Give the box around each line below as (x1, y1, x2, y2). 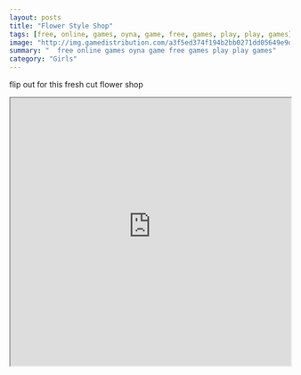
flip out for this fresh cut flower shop (9, 79, 144, 89)
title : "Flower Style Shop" (9, 21, 114, 30)
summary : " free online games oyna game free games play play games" (9, 46, 277, 55)
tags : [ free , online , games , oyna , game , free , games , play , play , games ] (9, 29, 293, 38)
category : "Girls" (9, 54, 77, 63)
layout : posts (9, 12, 62, 22)
